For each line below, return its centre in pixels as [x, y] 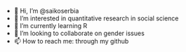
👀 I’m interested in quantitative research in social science [96, 18]
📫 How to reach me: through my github [71, 41]
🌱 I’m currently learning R [51, 26]
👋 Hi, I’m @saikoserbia [46, 11]
